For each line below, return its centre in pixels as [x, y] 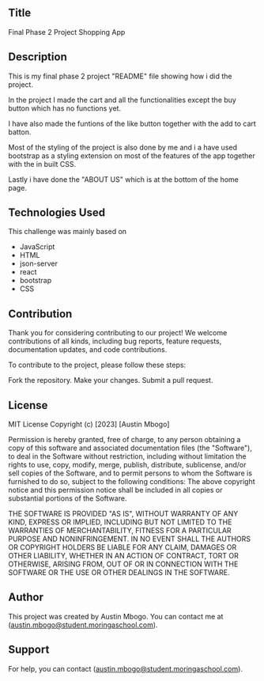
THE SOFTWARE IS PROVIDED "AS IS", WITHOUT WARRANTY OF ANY [123, 514]
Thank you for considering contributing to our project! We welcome [118, 333]
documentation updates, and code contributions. [88, 350]
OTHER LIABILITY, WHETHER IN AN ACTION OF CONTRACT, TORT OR [123, 556]
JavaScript [37, 247]
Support [29, 650]
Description [38, 57]
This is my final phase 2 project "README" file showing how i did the [120, 76]
